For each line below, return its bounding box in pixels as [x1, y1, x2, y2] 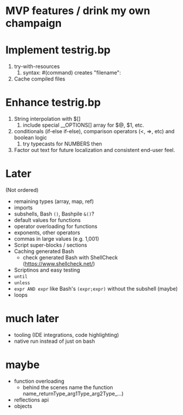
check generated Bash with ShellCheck [22, 254, 118, 261]
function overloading [13, 377, 65, 384]
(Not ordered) [5, 187, 39, 193]
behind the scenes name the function [22, 383, 113, 391]
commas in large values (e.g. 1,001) [13, 235, 99, 242]
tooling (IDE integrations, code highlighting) [13, 331, 120, 338]
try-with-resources [13, 63, 60, 70]
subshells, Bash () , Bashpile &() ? [13, 210, 94, 217]
